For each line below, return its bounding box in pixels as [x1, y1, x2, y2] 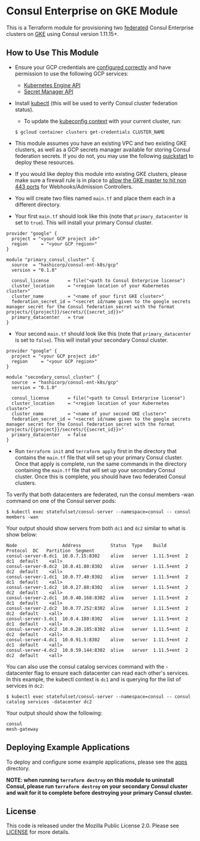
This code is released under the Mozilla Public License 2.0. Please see [6, 822, 179, 830]
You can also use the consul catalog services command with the [6, 663, 165, 670]
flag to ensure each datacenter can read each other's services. [34, 669, 190, 676]
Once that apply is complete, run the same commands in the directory [14, 460, 187, 467]
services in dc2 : [6, 682, 44, 689]
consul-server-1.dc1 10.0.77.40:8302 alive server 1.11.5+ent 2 [6, 573, 188, 580]
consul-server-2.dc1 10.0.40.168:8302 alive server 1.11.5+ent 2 [6, 594, 188, 601]
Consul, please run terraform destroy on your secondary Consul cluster [6, 782, 188, 790]
